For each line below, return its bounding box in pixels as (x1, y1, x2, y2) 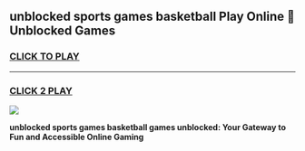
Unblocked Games (9, 24, 116, 39)
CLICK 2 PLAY (9, 84, 73, 97)
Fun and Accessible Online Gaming (9, 131, 144, 142)
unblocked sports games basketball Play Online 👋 (9, 9, 295, 24)
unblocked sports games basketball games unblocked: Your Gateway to (9, 121, 286, 132)
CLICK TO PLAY (9, 51, 80, 63)
